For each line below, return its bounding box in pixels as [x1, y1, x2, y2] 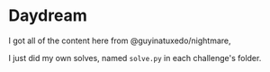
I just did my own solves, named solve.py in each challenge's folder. [8, 52, 262, 63]
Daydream [8, 5, 87, 26]
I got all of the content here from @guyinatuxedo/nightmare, [8, 35, 231, 46]
